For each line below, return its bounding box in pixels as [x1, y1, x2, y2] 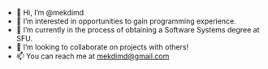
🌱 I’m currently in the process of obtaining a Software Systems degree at [15, 25, 260, 34]
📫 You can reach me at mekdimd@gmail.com [15, 51, 170, 61]
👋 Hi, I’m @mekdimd [15, 8, 84, 17]
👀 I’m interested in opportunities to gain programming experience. [15, 16, 237, 26]
